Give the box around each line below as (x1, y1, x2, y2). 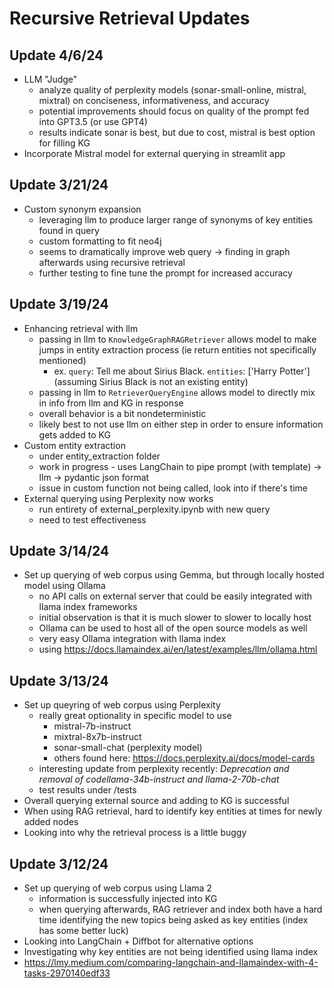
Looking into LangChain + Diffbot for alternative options (23, 935, 254, 947)
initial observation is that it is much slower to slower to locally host (38, 612, 312, 624)
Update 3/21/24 (9, 177, 109, 194)
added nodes (23, 816, 79, 828)
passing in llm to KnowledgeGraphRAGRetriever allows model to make (38, 333, 317, 345)
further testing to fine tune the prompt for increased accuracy (38, 267, 293, 279)
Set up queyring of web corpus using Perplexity (23, 699, 221, 711)
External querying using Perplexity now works (23, 492, 214, 504)
